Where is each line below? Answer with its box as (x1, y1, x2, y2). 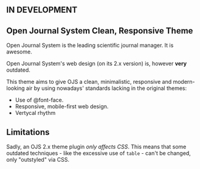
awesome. (6, 48, 32, 55)
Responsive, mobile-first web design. (15, 103, 109, 110)
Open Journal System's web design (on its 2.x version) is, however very (6, 60, 187, 67)
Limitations (6, 127, 50, 137)
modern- (173, 78, 196, 86)
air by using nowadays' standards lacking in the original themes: (26, 84, 187, 92)
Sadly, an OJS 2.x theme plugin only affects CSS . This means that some (6, 143, 187, 151)
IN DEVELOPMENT (6, 5, 78, 15)
